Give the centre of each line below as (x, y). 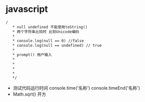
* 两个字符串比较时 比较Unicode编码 (46, 32)
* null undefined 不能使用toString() (50, 27)
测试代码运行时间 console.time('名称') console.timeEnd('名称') (76, 88)
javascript (27, 9)
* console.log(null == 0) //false (48, 41)
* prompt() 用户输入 (32, 55)
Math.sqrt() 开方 (29, 94)
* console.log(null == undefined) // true (57, 46)
